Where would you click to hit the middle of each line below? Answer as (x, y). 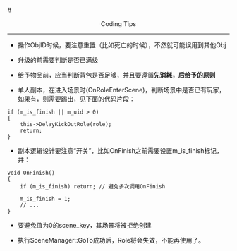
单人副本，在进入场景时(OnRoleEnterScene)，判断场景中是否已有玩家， (121, 90)
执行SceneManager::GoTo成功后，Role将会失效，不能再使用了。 (111, 240)
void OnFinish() (31, 173)
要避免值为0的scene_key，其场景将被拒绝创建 (84, 225)
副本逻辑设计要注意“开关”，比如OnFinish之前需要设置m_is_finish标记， (120, 151)
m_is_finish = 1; (45, 199)
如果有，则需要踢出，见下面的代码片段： (76, 99)
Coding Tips (119, 24)
